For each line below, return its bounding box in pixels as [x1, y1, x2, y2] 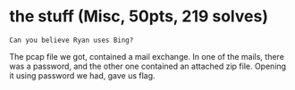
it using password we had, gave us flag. [9, 70, 156, 81]
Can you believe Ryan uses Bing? [9, 36, 134, 45]
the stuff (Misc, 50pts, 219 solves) [9, 6, 268, 27]
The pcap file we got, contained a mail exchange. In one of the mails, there [9, 51, 284, 61]
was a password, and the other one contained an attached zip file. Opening [9, 61, 287, 71]
